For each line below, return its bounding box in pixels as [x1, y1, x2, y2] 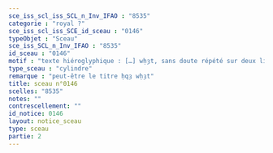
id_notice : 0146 [8, 110, 63, 118]
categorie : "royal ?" [8, 19, 85, 28]
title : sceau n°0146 [8, 79, 79, 87]
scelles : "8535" [8, 87, 63, 96]
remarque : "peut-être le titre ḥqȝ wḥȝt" [8, 72, 154, 80]
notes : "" [8, 95, 42, 103]
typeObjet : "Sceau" [8, 34, 79, 43]
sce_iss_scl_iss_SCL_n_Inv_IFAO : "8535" [8, 11, 151, 20]
